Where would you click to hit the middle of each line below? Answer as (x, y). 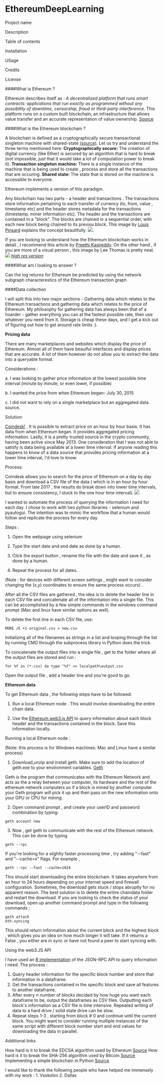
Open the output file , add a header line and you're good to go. (68, 675)
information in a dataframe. (39, 979)
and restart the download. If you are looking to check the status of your (77, 897)
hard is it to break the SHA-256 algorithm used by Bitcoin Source (70, 1055)
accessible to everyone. (29, 179)
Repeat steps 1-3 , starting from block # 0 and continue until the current (84, 1016)
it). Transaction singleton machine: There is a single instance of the (74, 164)
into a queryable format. (29, 359)
